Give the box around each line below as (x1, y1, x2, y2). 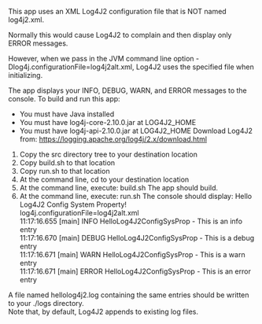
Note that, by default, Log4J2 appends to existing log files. (8, 307, 199, 316)
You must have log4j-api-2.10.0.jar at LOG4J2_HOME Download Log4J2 (19, 126, 253, 135)
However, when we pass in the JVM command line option (8, 54, 194, 63)
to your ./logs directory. (8, 299, 84, 307)
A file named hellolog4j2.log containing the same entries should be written (8, 290, 249, 300)
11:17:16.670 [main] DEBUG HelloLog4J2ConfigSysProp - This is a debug (19, 234, 255, 242)
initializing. (8, 71, 43, 79)
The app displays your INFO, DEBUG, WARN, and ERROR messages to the (8, 86, 248, 95)
